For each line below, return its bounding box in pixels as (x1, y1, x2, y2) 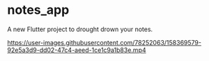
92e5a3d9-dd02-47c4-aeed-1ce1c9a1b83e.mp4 (7, 46, 146, 54)
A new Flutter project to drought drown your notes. (7, 25, 153, 33)
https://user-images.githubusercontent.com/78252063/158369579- (7, 38, 202, 46)
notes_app (7, 2, 70, 18)
